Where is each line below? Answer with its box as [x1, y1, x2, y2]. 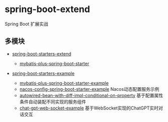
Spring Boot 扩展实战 [5, 21, 48, 27]
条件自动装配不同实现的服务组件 [19, 98, 86, 104]
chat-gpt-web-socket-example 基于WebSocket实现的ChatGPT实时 [19, 105, 159, 111]
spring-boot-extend [5, 4, 90, 15]
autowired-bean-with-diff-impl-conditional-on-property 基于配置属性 [19, 92, 163, 98]
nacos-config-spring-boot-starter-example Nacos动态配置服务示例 [19, 86, 159, 92]
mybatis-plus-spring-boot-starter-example [19, 80, 109, 86]
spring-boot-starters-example [12, 70, 75, 76]
